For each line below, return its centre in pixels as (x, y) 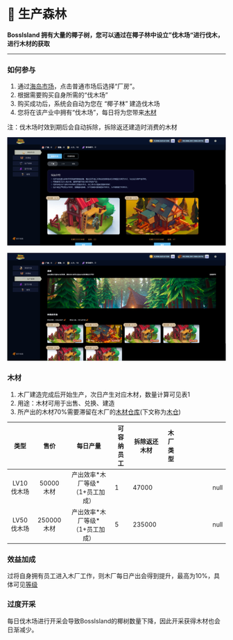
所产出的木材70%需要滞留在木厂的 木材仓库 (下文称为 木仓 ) (99, 412)
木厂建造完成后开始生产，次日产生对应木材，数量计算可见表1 (104, 394)
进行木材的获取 (28, 43)
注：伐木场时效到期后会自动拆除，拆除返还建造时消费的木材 (92, 127)
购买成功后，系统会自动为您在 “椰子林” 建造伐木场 (89, 104)
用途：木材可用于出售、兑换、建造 (66, 403)
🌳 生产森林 (37, 14)
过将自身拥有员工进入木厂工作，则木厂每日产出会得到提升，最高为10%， (111, 576)
